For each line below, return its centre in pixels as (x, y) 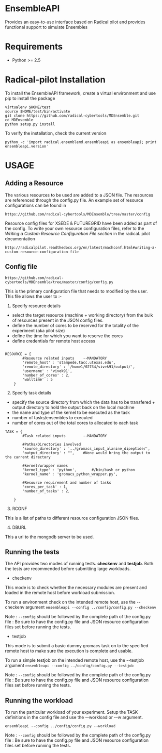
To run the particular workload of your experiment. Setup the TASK (72, 712)
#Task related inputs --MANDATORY (65, 436)
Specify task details (32, 393)
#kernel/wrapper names (45, 466)
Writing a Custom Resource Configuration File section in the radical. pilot (78, 233)
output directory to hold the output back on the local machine (73, 407)
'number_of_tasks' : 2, (46, 491)
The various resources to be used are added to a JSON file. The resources (79, 195)
